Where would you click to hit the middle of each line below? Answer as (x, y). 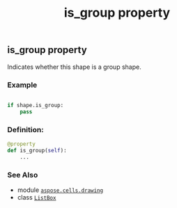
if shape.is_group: (36, 105)
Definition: (25, 129)
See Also (23, 175)
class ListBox (37, 197)
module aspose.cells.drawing (60, 190)
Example (22, 85)
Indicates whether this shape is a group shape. (74, 67)
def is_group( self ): (37, 150)
